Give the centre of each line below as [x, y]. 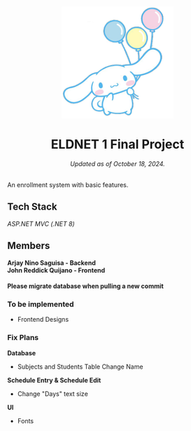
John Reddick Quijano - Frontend [56, 270]
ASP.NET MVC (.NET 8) [41, 224]
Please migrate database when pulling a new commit [86, 286]
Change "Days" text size [53, 394]
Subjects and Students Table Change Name [80, 367]
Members [29, 246]
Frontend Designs [43, 320]
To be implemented [41, 304]
